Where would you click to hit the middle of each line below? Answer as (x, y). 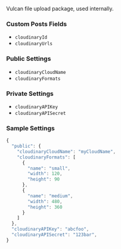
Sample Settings (30, 128)
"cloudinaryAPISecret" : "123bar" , (54, 235)
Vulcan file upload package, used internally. (60, 9)
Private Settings (30, 94)
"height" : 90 (44, 179)
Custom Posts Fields (37, 24)
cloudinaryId (31, 38)
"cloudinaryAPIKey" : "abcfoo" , (50, 229)
